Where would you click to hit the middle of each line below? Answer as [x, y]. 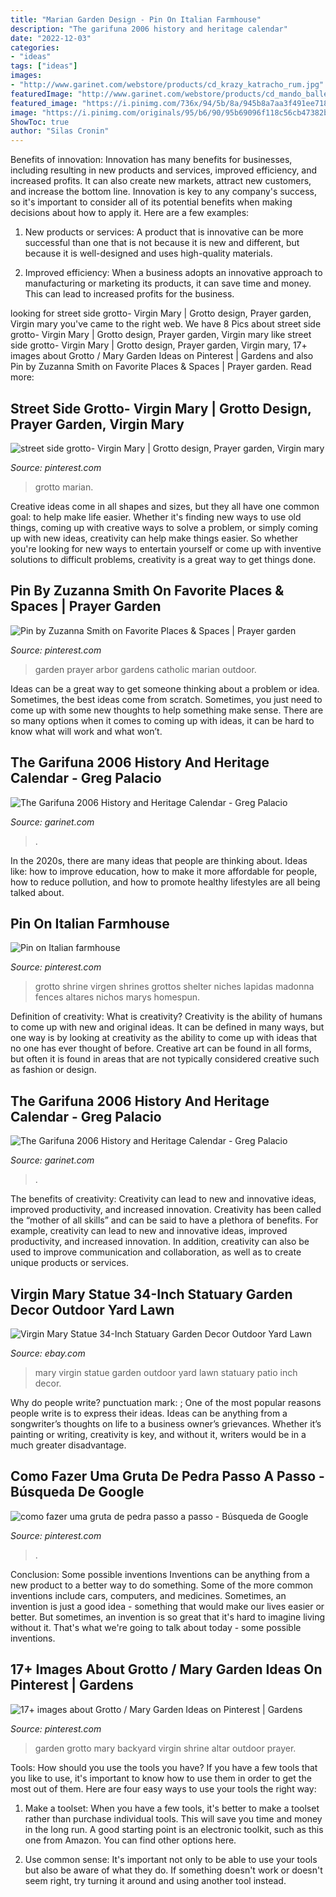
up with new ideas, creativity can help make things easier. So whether [154, 538]
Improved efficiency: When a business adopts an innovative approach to [173, 273]
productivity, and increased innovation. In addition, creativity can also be [160, 1242]
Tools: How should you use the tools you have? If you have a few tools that [164, 1767]
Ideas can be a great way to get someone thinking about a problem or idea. [165, 688]
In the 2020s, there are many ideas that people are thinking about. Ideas [159, 860]
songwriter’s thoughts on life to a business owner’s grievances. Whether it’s [166, 1424]
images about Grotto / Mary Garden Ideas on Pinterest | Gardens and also [162, 356]
